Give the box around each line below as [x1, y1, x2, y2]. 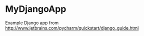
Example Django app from [5, 20, 59, 26]
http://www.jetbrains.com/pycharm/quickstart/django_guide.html [5, 25, 139, 31]
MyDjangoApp [5, 3, 66, 15]
